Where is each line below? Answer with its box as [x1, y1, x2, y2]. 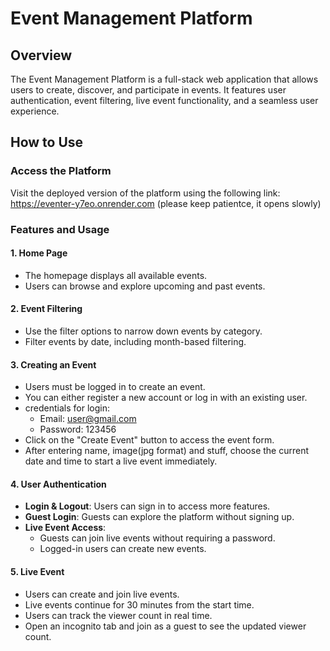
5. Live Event [10, 566, 65, 578]
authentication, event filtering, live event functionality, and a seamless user [10, 95, 319, 106]
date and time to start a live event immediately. [24, 455, 218, 467]
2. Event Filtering [10, 303, 83, 315]
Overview [10, 47, 73, 64]
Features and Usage [10, 222, 110, 236]
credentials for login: [24, 402, 110, 414]
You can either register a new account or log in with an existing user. [24, 392, 308, 404]
